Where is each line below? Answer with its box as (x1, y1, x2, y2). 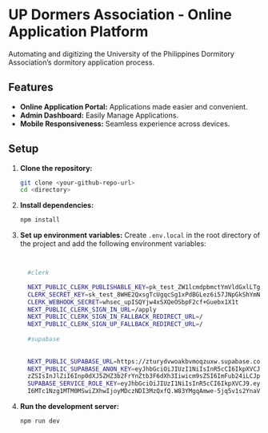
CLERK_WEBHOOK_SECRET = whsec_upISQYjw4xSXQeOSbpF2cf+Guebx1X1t (27, 298, 239, 306)
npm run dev (19, 417, 60, 425)
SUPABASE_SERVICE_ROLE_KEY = (27, 379, 122, 388)
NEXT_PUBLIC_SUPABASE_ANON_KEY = (27, 365, 135, 373)
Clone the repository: (19, 163, 93, 173)
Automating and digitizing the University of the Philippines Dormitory (8, 49, 234, 58)
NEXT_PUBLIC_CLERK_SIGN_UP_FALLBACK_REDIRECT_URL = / (27, 320, 203, 328)
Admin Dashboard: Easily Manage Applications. (19, 110, 178, 120)
